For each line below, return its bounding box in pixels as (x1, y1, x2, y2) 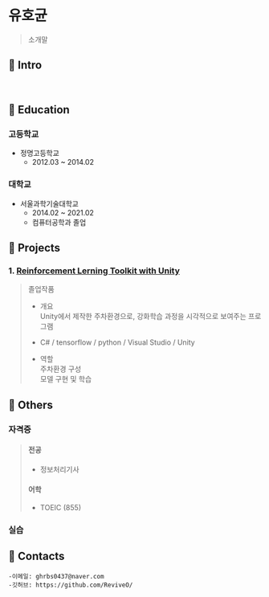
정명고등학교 (19, 149, 60, 158)
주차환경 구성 (39, 364, 82, 374)
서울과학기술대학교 (19, 198, 79, 208)
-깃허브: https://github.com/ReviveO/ (8, 581, 133, 589)
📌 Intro (8, 59, 43, 72)
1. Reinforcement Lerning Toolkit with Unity (8, 265, 181, 276)
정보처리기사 (39, 464, 79, 474)
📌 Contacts (8, 550, 65, 563)
